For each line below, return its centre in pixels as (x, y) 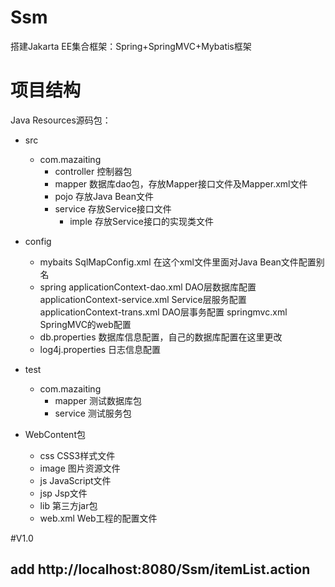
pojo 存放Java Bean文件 (104, 196)
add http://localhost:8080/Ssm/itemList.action (160, 569)
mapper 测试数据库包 (98, 400)
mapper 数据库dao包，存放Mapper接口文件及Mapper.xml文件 (181, 183)
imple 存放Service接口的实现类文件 (141, 221)
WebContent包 (55, 434)
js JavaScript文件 (75, 480)
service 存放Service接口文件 (113, 208)
